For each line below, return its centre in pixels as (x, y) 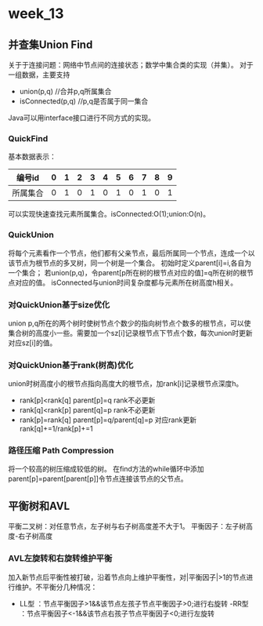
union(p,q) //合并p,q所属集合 (65, 91)
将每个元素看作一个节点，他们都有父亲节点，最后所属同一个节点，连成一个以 (131, 253)
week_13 (36, 14)
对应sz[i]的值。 (32, 343)
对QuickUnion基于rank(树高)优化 (71, 365)
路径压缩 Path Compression (61, 450)
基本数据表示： (32, 157)
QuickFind (28, 138)
